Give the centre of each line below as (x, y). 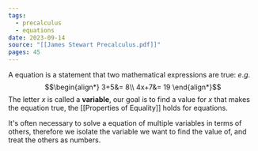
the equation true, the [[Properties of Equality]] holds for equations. (118, 108)
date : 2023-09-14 (37, 38)
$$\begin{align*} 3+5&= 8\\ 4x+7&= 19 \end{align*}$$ (133, 87)
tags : (17, 15)
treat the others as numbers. (55, 140)
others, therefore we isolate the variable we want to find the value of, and (127, 132)
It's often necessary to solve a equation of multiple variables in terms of (125, 123)
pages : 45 (25, 52)
